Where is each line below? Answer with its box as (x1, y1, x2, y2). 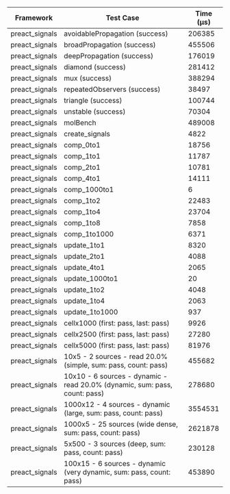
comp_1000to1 (64, 185, 114, 194)
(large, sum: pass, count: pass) (64, 408, 163, 417)
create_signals (64, 129, 111, 138)
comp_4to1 (64, 174, 101, 183)
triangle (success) (64, 96, 123, 105)
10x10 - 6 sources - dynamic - (64, 371, 168, 381)
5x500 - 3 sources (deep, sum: (64, 439, 166, 448)
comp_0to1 (64, 140, 101, 149)
